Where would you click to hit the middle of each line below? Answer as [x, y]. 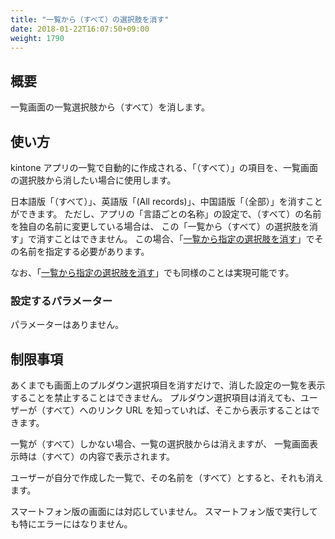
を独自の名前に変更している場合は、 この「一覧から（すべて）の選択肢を [160, 226]
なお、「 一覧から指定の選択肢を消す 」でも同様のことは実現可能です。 [152, 272]
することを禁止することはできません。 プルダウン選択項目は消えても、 [155, 398]
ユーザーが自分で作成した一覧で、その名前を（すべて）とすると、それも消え [167, 478]
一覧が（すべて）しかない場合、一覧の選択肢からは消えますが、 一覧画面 [160, 444]
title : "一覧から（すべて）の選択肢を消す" [90, 19]
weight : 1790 [37, 38]
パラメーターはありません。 [67, 325]
